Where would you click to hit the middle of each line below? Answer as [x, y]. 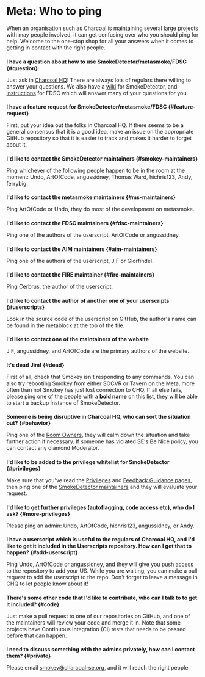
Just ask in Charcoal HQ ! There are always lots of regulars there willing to [99, 80]
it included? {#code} [33, 604]
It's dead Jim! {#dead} [36, 365]
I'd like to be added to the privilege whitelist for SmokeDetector [88, 462]
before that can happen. [37, 635]
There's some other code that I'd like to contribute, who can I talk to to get [102, 598]
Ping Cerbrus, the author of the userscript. [59, 287]
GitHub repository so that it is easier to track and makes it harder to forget [99, 138]
